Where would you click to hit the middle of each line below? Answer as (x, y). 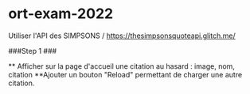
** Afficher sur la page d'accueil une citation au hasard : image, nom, (121, 66)
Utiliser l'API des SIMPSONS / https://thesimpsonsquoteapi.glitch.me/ (122, 36)
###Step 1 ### (33, 51)
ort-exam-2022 (61, 14)
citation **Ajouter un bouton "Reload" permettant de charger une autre (125, 74)
